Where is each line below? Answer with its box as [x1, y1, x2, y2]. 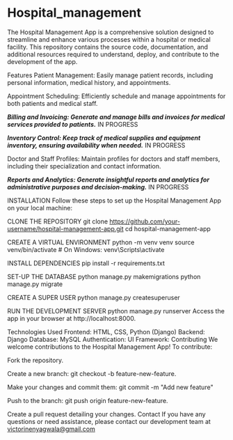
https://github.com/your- [109, 217, 181, 226]
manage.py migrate [7, 280, 63, 288]
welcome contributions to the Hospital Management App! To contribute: [7, 343, 213, 351]
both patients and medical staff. [7, 99, 98, 107]
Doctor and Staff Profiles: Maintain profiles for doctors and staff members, [7, 155, 220, 163]
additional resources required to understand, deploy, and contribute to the [7, 50, 220, 58]
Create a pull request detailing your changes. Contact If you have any [7, 409, 207, 418]
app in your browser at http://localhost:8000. [7, 314, 136, 322]
